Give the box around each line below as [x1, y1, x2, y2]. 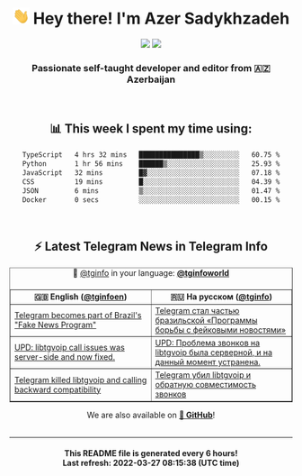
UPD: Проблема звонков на [155, 337, 261, 348]
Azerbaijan [126, 73, 176, 86]
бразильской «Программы [155, 315, 258, 325]
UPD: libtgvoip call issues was [14, 342, 126, 353]
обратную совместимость [155, 380, 256, 390]
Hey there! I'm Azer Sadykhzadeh [32, 8, 290, 29]
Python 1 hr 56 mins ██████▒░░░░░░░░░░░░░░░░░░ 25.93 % [22, 160, 280, 169]
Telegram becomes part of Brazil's [14, 310, 142, 321]
